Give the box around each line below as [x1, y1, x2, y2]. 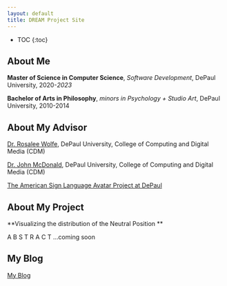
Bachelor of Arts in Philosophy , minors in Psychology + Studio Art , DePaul [7, 94, 221, 103]
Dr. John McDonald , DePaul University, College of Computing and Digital [7, 161, 214, 169]
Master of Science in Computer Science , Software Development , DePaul [7, 74, 216, 82]
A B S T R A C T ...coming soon [7, 232, 95, 241]
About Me [7, 55, 50, 67]
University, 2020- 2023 [7, 81, 72, 90]
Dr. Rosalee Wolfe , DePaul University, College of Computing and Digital [7, 140, 209, 148]
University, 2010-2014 [7, 101, 70, 110]
